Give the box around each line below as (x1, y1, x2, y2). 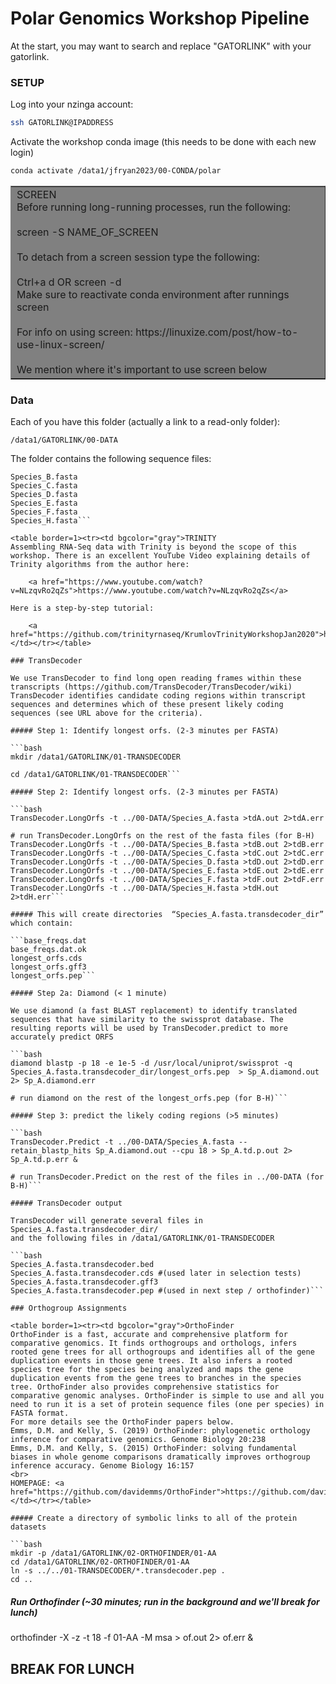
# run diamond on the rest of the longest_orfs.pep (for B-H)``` (10, 1093, 288, 1104)
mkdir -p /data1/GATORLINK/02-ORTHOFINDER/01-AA (10, 1548, 217, 1559)
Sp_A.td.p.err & (10, 1155, 78, 1165)
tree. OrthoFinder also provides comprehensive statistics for (10, 1382, 280, 1392)
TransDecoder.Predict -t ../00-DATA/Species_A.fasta (10, 1137, 235, 1147)
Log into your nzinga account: (10, 98, 134, 111)
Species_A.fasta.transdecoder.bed (10, 1260, 155, 1270)
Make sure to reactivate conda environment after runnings (16, 287, 290, 301)
